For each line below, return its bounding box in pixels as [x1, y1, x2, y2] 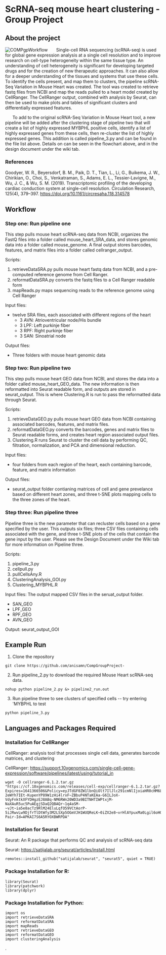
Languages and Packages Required [5, 724, 116, 732]
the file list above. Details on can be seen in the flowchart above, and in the [5, 141, 158, 147]
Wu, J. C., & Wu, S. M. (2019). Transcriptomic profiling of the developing [5, 180, 152, 186]
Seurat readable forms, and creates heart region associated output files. [12, 432, 160, 438]
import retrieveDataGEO [5, 928, 54, 933]
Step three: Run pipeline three [5, 509, 79, 516]
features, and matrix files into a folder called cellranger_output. [5, 247, 133, 253]
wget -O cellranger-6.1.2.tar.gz [5, 780, 74, 785]
